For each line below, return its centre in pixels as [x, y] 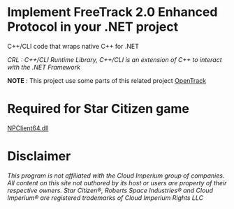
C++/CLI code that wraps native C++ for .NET [73, 46]
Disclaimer [39, 156]
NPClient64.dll [28, 128]
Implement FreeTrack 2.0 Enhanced [112, 12]
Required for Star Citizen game [98, 109]
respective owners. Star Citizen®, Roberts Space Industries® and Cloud [110, 190]
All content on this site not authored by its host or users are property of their [117, 183]
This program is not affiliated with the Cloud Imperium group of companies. [116, 176]
